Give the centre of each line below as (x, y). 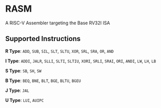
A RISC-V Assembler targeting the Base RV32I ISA (58, 23)
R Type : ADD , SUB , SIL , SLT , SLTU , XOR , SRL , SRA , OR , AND (60, 51)
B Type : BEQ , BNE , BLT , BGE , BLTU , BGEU (43, 80)
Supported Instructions (43, 39)
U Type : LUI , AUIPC (25, 100)
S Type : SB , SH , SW (23, 70)
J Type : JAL (17, 90)
